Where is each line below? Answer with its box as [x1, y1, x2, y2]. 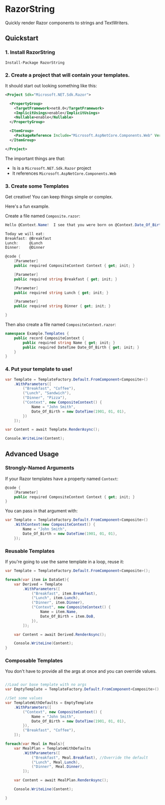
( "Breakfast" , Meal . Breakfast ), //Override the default [31, 755, 148, 760]
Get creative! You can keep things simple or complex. [5, 193, 113, 199]
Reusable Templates [5, 547, 55, 554]
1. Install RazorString [5, 49, 55, 56]
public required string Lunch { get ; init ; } [14, 290, 109, 295]
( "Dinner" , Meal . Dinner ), [31, 764, 84, 769]
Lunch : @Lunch [5, 240, 43, 245]
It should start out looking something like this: [5, 82, 97, 88]
